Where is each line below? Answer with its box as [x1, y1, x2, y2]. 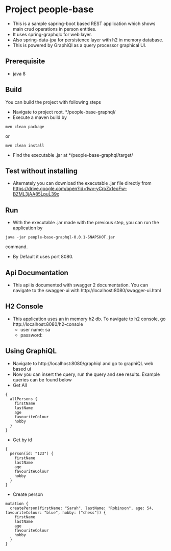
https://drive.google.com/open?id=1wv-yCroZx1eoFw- [12, 185, 127, 192]
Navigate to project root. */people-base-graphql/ [12, 109, 116, 115]
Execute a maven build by [12, 114, 67, 121]
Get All [12, 382, 27, 388]
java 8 [12, 70, 26, 77]
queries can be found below [12, 376, 72, 382]
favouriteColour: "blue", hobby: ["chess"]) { [5, 510, 106, 515]
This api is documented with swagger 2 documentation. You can [12, 282, 149, 288]
